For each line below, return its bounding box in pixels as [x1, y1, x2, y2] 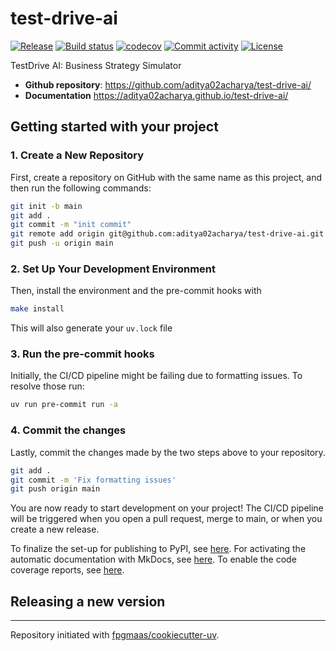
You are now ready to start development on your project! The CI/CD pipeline [10, 502, 324, 514]
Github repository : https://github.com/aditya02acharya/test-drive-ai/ [24, 78, 312, 91]
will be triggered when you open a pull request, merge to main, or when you [10, 513, 323, 525]
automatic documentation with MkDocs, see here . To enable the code [10, 553, 297, 566]
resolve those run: [10, 380, 85, 392]
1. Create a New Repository [10, 148, 145, 162]
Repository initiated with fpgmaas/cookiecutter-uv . [10, 629, 220, 641]
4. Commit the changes [10, 423, 127, 437]
